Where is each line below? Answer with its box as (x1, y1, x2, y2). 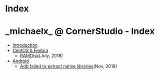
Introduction (12, 42, 38, 48)
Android (12, 58, 29, 64)
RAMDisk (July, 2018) (19, 53, 63, 59)
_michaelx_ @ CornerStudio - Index (5, 26, 155, 37)
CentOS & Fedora (12, 48, 48, 54)
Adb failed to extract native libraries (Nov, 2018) (19, 63, 117, 70)
